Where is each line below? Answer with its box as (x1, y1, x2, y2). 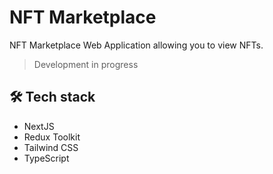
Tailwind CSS (23, 141, 79, 153)
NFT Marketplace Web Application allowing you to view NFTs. (9, 39, 264, 51)
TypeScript (23, 152, 70, 164)
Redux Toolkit (23, 131, 81, 143)
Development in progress (33, 58, 139, 70)
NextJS (23, 120, 55, 132)
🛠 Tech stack (9, 89, 96, 106)
